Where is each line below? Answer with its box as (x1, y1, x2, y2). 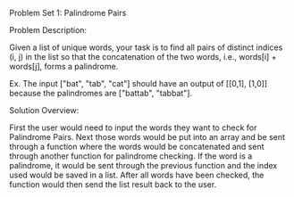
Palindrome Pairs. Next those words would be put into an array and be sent (9, 132, 286, 142)
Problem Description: (9, 25, 88, 35)
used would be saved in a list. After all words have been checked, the (9, 169, 265, 180)
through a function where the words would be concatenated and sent (9, 142, 265, 152)
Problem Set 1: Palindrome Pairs (9, 8, 127, 18)
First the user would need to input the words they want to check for (9, 122, 257, 133)
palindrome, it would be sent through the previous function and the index (9, 160, 278, 170)
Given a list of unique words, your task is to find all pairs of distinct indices (9, 42, 283, 53)
